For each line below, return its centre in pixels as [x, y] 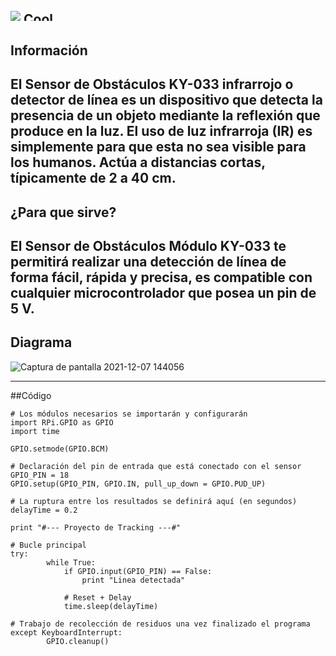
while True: [71, 562]
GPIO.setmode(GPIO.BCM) [60, 449]
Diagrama [41, 342]
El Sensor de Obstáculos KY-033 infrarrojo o [152, 84]
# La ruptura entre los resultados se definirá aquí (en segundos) [154, 501]
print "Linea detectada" [133, 580]
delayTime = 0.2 [44, 510]
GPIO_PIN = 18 [40, 475]
